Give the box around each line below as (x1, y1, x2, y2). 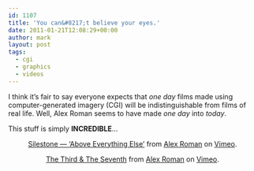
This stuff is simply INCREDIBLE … (8, 124, 118, 133)
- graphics (15, 63, 51, 71)
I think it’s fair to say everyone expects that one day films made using (8, 91, 233, 101)
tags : (8, 48, 26, 56)
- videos (15, 70, 44, 78)
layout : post (8, 41, 51, 49)
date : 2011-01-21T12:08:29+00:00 (8, 26, 118, 34)
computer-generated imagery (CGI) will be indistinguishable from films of (8, 100, 247, 110)
